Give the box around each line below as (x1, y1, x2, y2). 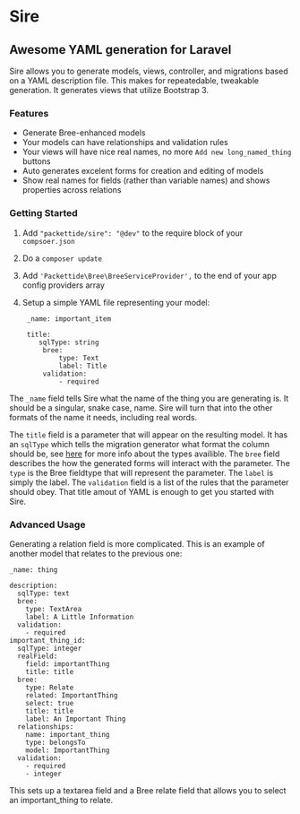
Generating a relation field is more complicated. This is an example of (9, 538, 266, 549)
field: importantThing (25, 659, 110, 669)
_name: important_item (26, 314, 112, 324)
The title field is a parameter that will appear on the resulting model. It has (9, 429, 288, 440)
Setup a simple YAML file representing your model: (21, 297, 210, 307)
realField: (17, 652, 58, 661)
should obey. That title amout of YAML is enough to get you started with (9, 486, 275, 497)
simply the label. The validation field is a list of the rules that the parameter (9, 477, 289, 488)
